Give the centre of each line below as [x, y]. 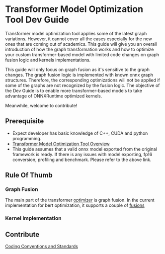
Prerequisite [25, 121]
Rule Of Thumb [29, 175]
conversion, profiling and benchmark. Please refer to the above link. [82, 160]
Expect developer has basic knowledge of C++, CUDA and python [80, 133]
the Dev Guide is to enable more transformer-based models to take [74, 90]
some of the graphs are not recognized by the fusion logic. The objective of [82, 85]
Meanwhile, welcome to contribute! [41, 105]
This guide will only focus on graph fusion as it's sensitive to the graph [78, 69]
